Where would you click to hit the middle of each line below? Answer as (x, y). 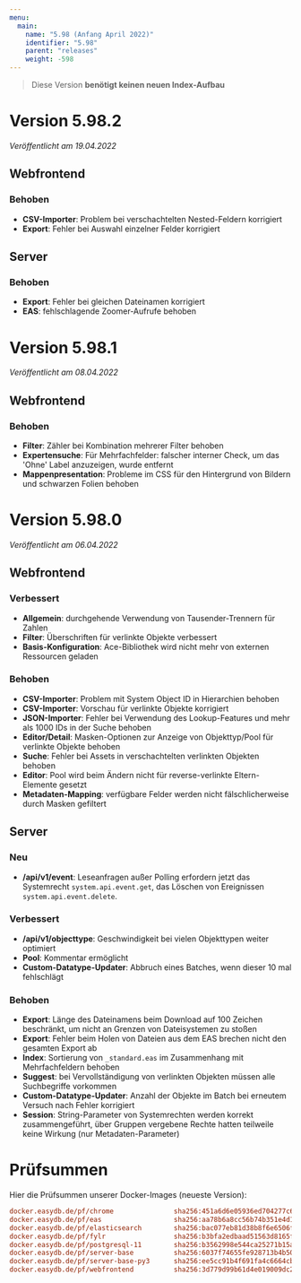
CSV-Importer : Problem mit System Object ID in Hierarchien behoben (150, 698)
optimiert (39, 948)
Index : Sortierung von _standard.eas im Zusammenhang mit (133, 1058)
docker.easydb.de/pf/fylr (57, 1236)
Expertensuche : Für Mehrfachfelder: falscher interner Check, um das (150, 455)
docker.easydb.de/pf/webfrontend (72, 1270)
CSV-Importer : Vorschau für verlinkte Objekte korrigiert (125, 708)
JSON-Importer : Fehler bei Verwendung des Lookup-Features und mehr (156, 717)
